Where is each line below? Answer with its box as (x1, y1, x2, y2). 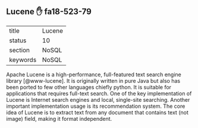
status (9, 36, 27, 45)
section (9, 46, 30, 54)
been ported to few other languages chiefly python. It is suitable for (6, 83, 171, 90)
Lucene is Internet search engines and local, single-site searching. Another (6, 96, 190, 103)
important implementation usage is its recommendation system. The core (6, 102, 186, 110)
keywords (9, 55, 37, 64)
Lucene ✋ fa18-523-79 (6, 7, 92, 17)
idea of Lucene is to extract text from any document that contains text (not (6, 108, 188, 116)
